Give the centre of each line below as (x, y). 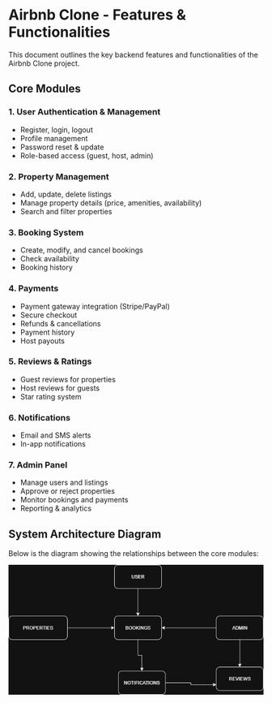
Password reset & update (62, 147)
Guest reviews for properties (68, 379)
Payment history (47, 332)
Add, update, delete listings (66, 194)
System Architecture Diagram (85, 534)
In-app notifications (53, 444)
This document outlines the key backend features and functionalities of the (134, 54)
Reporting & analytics (55, 508)
